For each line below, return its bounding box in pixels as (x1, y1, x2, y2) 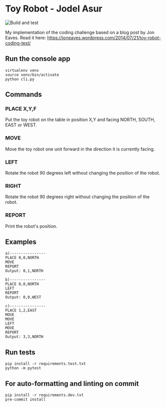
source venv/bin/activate (5, 72, 59, 77)
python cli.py (5, 76, 35, 82)
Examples (5, 238, 36, 246)
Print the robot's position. (5, 223, 57, 229)
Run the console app (5, 55, 71, 63)
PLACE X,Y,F (5, 105, 36, 112)
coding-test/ (5, 40, 31, 46)
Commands (5, 90, 42, 99)
